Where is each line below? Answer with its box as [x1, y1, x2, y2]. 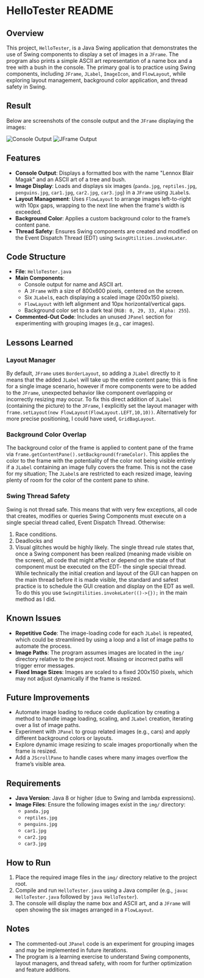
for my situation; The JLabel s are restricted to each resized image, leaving [6, 470, 192, 477]
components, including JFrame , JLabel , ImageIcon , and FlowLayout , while [6, 70, 186, 77]
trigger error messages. [15, 662, 75, 669]
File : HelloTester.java [15, 268, 72, 275]
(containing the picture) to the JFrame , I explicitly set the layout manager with [6, 402, 199, 410]
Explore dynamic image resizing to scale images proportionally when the [15, 741, 198, 748]
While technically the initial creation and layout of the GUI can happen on [15, 569, 198, 577]
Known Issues [6, 613, 62, 623]
